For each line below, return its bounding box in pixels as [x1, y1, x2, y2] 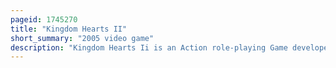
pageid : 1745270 [10, 14, 78, 25]
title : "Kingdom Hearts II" [10, 24, 128, 34]
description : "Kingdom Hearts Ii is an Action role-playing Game [10, 42, 288, 53]
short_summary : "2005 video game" [10, 33, 155, 43]
